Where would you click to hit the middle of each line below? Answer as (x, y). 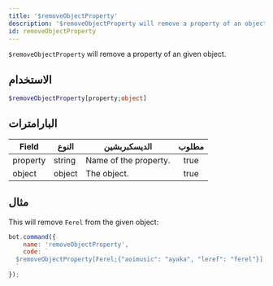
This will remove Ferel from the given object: (84, 222)
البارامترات (33, 124)
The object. (107, 173)
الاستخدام (30, 79)
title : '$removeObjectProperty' (63, 16)
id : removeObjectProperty (52, 31)
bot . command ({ (32, 236)
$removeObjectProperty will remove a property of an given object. (117, 54)
